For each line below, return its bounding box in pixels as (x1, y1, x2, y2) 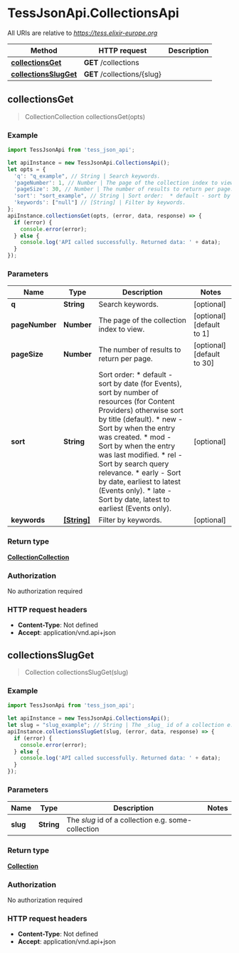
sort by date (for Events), (98, 379, 182, 389)
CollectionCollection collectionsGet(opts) (24, 112, 146, 121)
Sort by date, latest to (98, 494, 171, 504)
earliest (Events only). (98, 504, 172, 514)
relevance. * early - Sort (98, 468, 181, 478)
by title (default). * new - (98, 414, 184, 424)
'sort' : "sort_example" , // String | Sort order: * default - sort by (14, 193, 231, 200)
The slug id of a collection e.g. (66, 815, 167, 825)
